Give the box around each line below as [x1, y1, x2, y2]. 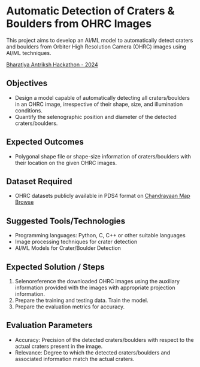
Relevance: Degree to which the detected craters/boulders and [14, 348, 171, 356]
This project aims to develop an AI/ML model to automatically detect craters [6, 36, 193, 44]
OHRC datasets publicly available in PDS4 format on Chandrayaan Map [14, 192, 190, 200]
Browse [14, 198, 34, 206]
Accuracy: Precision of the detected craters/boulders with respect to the [14, 336, 194, 343]
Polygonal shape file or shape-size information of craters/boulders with [14, 152, 192, 160]
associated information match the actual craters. [14, 355, 135, 362]
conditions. [14, 106, 43, 114]
